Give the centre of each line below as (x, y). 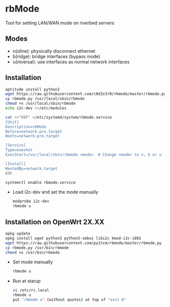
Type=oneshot (19, 150)
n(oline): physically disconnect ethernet (54, 51)
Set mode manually (33, 262)
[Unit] (12, 122)
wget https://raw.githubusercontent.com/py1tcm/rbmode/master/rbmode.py (83, 243)
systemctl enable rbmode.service (40, 182)
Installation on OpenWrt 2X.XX (55, 222)
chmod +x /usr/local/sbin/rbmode (40, 104)
